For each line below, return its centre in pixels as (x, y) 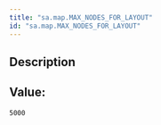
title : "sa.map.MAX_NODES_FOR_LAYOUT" (81, 17)
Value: (28, 92)
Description (42, 62)
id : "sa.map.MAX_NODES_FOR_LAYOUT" (75, 26)
